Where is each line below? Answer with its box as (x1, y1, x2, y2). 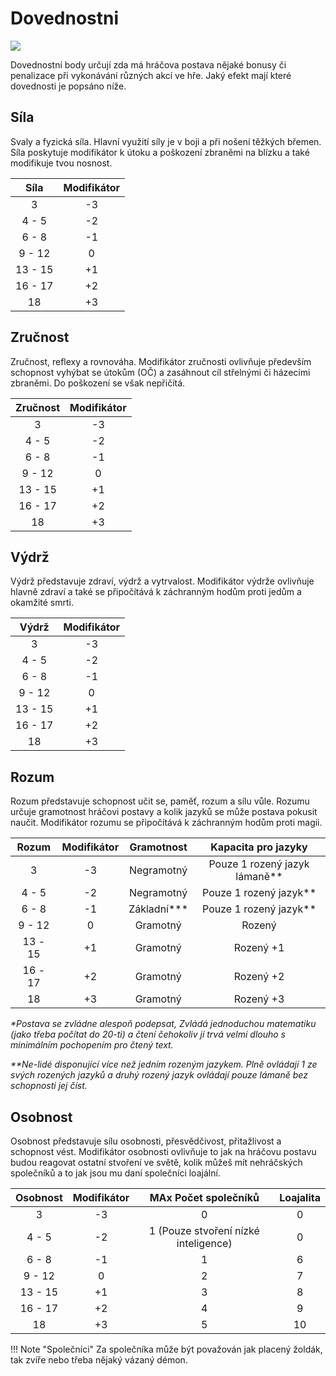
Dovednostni (10, 7, 120, 30)
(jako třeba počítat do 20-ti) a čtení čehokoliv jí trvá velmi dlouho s (10, 1028, 286, 1041)
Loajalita (279, 1191, 321, 1204)
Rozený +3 (233, 992, 285, 1006)
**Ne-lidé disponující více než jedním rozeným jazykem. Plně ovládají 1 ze (10, 1058, 318, 1071)
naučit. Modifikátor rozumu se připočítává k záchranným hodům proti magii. (10, 817, 323, 829)
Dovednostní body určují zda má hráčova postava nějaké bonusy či (10, 58, 287, 71)
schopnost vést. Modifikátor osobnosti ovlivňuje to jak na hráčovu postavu (10, 1146, 317, 1157)
